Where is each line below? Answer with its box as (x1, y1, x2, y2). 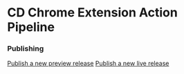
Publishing (7, 44, 44, 53)
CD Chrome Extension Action (7, 5, 178, 21)
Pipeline (7, 19, 55, 35)
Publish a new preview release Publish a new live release (7, 60, 169, 68)
